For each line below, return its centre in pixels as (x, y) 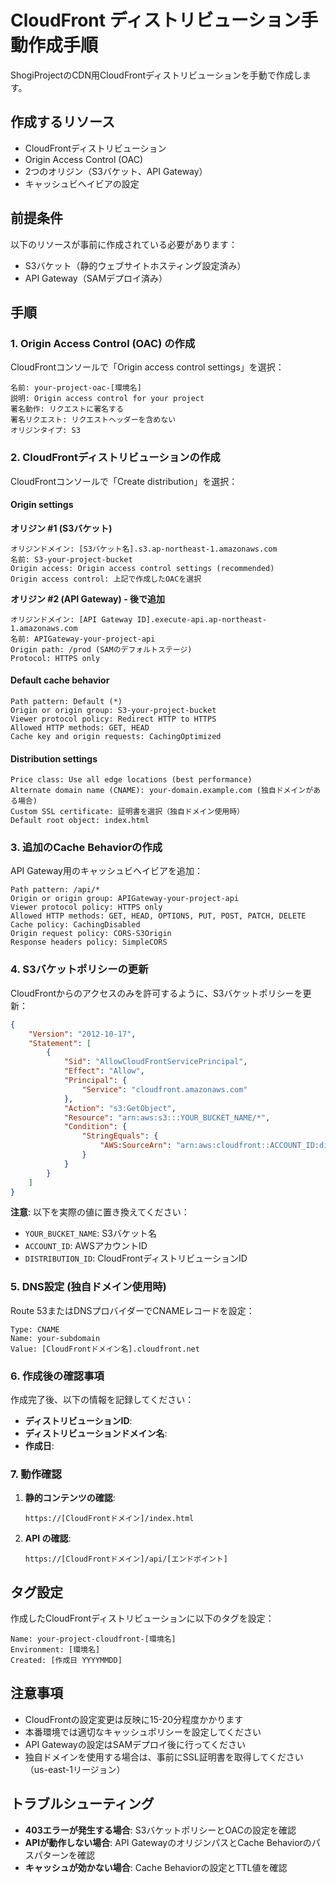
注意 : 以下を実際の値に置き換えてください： (100, 1212)
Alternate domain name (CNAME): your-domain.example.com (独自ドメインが (162, 791)
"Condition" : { (95, 1127)
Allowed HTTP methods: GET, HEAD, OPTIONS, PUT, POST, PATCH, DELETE (158, 916)
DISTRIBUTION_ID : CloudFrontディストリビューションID (136, 1258)
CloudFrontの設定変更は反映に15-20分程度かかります (134, 1719)
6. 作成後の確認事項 (57, 1376)
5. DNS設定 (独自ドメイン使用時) (88, 1287)
